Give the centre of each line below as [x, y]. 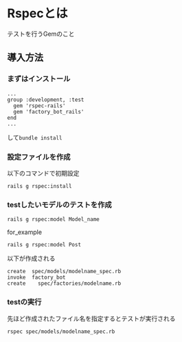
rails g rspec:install [39, 186]
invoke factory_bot [37, 278]
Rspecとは [37, 13]
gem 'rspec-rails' [40, 106]
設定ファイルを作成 [39, 157]
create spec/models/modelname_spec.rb [64, 272]
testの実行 [24, 302]
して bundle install [35, 137]
